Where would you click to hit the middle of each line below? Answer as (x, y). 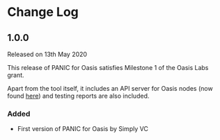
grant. (16, 75)
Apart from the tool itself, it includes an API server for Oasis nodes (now (110, 88)
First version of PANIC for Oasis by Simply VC (82, 129)
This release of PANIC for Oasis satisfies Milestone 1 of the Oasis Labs (108, 68)
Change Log (43, 12)
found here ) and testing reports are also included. (78, 96)
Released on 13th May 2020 (47, 54)
